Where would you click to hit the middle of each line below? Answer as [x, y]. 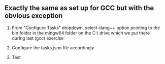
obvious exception [33, 16]
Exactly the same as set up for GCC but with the [79, 8]
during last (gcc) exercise [38, 38]
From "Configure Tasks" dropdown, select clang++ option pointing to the [86, 28]
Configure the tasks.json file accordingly [53, 48]
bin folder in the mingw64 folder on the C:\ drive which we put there [81, 33]
